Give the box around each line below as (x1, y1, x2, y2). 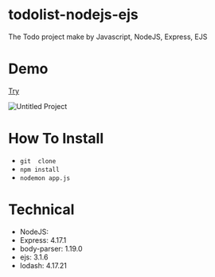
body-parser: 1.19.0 (19, 244, 83, 253)
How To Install (8, 130, 104, 148)
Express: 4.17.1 (19, 235, 67, 244)
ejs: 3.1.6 (19, 252, 49, 262)
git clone (19, 157, 57, 165)
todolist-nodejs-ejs (8, 6, 139, 24)
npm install (19, 166, 60, 174)
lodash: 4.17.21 (19, 260, 68, 270)
